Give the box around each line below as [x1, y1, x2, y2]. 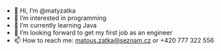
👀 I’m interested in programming [13, 14, 107, 22]
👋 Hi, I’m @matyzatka [13, 7, 76, 14]
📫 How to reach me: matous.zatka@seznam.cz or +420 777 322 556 [13, 37, 215, 44]
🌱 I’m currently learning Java [13, 21, 97, 29]
